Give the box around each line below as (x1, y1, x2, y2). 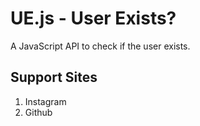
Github (24, 106, 53, 118)
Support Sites (10, 69, 98, 86)
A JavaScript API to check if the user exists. (10, 40, 191, 52)
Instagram (24, 95, 67, 107)
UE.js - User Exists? (10, 7, 177, 30)
